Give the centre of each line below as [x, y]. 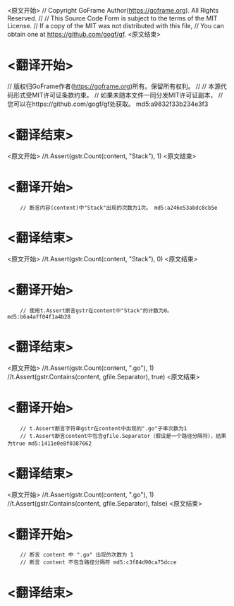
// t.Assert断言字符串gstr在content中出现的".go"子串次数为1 [104, 428]
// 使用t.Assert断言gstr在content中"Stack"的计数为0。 [96, 310]
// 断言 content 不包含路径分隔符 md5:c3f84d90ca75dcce [98, 563]
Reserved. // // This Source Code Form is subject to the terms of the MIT [112, 18]
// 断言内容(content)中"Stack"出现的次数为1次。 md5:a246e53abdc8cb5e [119, 208]
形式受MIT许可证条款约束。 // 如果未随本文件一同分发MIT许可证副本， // [118, 95]
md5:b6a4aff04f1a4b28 [39, 316]
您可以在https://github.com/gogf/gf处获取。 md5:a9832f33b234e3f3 [108, 104]
